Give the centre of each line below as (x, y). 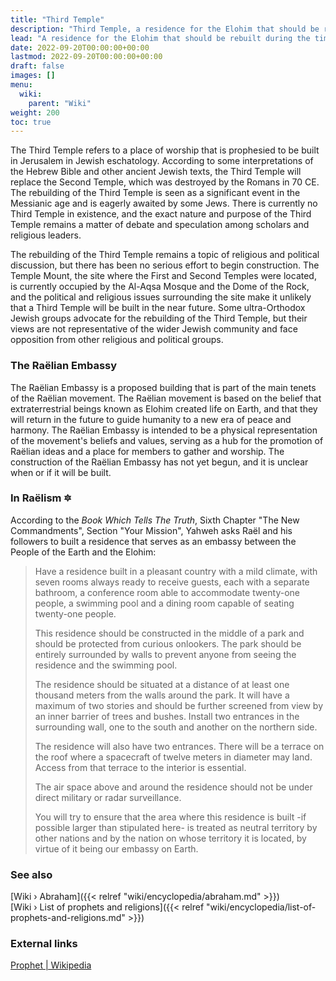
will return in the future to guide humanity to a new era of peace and (151, 419)
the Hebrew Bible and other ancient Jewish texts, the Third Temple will (156, 172)
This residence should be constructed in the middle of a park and (169, 633)
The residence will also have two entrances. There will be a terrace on (179, 746)
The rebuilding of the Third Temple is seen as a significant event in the (155, 193)
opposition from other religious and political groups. (117, 340)
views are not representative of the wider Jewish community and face (154, 329)
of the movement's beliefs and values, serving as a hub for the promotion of (167, 440)
